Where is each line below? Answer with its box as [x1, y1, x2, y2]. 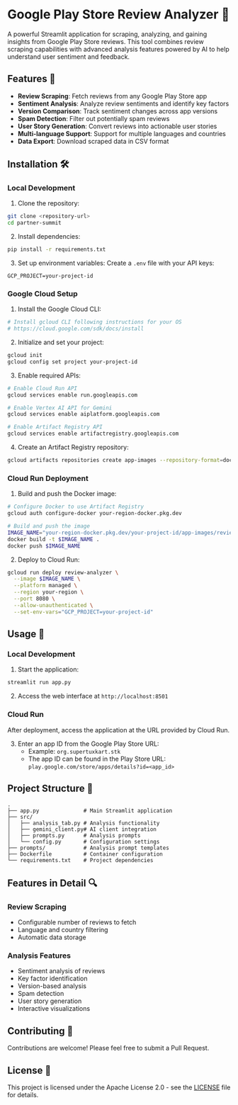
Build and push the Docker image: [17, 489, 117, 498]
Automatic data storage [17, 933, 86, 941]
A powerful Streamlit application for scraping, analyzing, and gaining [7, 30, 208, 38]
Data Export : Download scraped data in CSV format [17, 137, 169, 145]
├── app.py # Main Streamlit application [7, 807, 173, 815]
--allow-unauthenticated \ [13, 601, 93, 608]
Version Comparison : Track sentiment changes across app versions [17, 106, 218, 115]
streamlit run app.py [7, 679, 72, 686]
